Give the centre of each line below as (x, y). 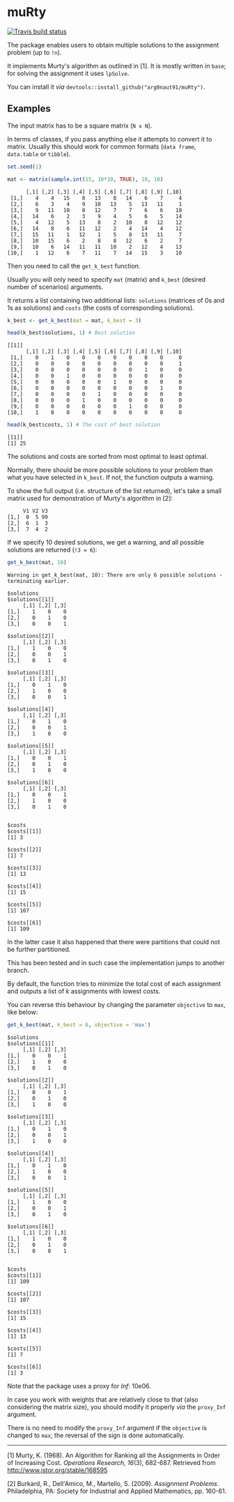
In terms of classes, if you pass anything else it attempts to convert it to (110, 139)
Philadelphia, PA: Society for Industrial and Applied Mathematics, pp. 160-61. (117, 1491)
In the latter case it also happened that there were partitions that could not (114, 942)
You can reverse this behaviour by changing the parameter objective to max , (116, 1004)
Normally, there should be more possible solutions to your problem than (110, 470)
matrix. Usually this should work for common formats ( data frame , (102, 146)
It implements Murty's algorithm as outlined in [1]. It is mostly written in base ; (117, 66)
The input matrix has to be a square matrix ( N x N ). (80, 126)
